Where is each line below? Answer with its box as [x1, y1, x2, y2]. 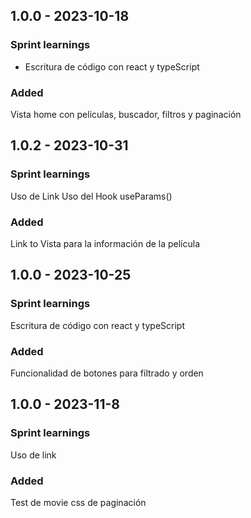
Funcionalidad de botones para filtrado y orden [10, 367, 204, 379]
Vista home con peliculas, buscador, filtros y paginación [10, 108, 242, 120]
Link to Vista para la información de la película [10, 237, 201, 249]
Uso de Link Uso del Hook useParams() [10, 190, 173, 202]
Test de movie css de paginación [10, 496, 147, 508]
